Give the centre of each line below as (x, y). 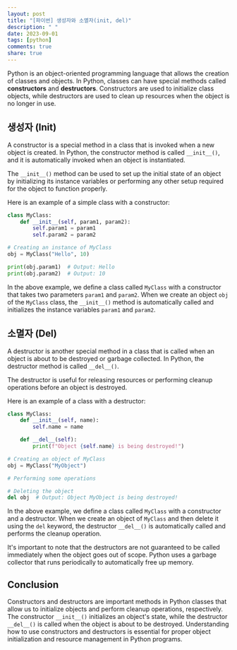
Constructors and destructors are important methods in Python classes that (117, 602)
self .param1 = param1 (65, 228)
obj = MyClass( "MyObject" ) (47, 466)
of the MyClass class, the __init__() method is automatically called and (110, 302)
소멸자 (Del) (32, 334)
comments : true (30, 47)
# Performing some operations (52, 478)
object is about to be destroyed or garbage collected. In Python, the (106, 358)
